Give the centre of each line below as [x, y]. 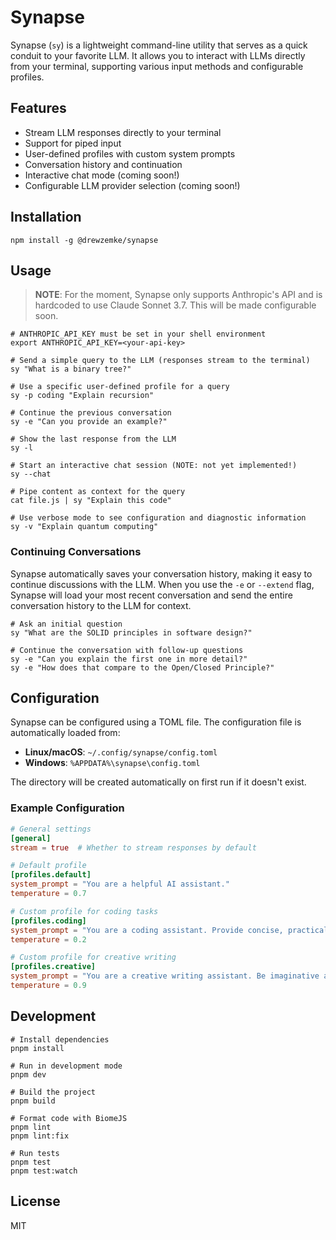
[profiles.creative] [53, 967]
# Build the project [53, 1092]
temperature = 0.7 [48, 894]
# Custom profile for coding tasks [84, 911]
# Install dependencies [60, 1039]
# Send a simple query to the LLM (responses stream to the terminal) [160, 361]
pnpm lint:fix [40, 1136]
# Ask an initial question [66, 624]
